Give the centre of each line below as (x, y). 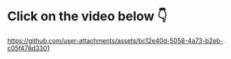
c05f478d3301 (29, 48)
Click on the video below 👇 (87, 17)
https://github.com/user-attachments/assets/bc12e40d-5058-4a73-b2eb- (115, 40)
